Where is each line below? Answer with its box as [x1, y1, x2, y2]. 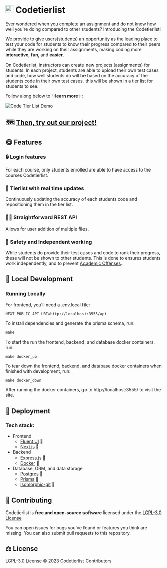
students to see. [5, 83, 39, 89]
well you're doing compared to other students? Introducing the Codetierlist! [5, 26, 161, 32]
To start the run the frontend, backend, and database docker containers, [5, 338, 155, 345]
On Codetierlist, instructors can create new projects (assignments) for [5, 62, 150, 68]
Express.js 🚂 [20, 455, 46, 461]
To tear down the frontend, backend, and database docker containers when [5, 363, 162, 369]
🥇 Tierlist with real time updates [5, 185, 85, 192]
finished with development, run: [5, 368, 71, 374]
